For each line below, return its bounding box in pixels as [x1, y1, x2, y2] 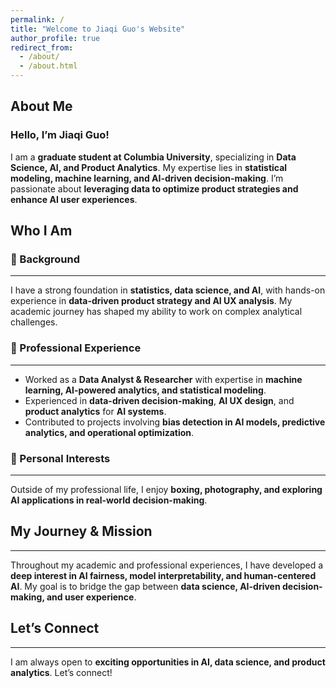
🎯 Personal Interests [10, 451, 111, 465]
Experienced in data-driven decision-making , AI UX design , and [24, 394, 295, 406]
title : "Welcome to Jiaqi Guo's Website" [10, 24, 186, 34]
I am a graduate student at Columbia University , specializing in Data [10, 151, 297, 163]
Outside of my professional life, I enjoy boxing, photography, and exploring [10, 483, 323, 495]
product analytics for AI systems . [24, 405, 167, 417]
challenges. [10, 316, 58, 328]
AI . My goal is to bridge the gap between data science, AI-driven [10, 580, 281, 592]
